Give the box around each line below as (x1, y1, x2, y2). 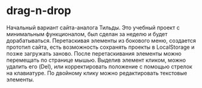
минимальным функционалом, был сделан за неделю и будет (6, 30, 168, 37)
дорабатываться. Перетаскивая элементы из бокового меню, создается (6, 37, 197, 44)
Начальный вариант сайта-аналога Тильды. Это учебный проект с (6, 24, 180, 31)
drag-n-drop (6, 4, 71, 18)
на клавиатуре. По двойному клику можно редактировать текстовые (6, 69, 187, 76)
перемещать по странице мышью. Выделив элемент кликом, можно (6, 56, 186, 64)
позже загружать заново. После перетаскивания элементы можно (6, 50, 182, 57)
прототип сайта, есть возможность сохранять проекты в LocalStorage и (6, 43, 195, 51)
